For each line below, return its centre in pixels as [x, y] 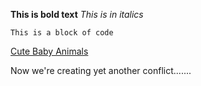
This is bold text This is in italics [77, 14]
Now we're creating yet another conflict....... [101, 70]
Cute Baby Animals [49, 51]
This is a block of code [62, 33]
